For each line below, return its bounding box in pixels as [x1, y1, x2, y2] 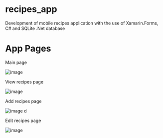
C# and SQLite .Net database [5, 25, 65, 31]
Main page [5, 59, 27, 65]
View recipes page [5, 78, 44, 84]
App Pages [5, 43, 51, 54]
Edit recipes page [5, 117, 41, 123]
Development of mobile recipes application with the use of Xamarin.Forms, [5, 20, 159, 26]
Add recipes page [5, 98, 42, 104]
